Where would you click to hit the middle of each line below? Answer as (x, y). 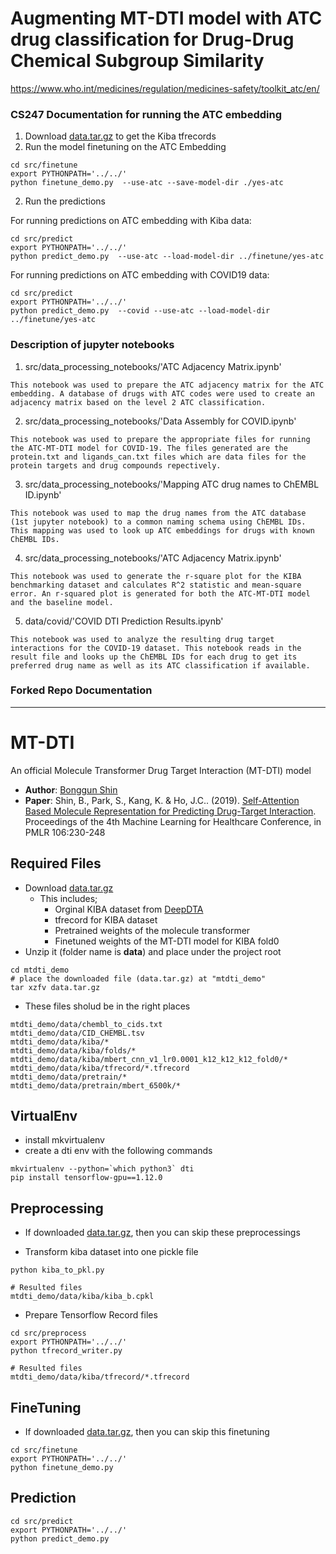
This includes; (68, 898)
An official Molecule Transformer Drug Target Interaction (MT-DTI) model (161, 770)
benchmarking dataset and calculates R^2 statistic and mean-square (156, 585)
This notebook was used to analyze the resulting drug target (142, 639)
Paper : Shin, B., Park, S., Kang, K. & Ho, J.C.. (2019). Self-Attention (162, 800)
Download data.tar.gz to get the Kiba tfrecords (120, 136)
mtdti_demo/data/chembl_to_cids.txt (86, 1024)
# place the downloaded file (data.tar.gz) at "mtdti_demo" (138, 978)
